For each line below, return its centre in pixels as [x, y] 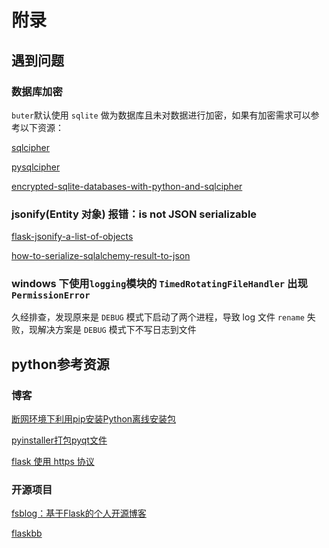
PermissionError [51, 295]
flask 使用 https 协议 [53, 462]
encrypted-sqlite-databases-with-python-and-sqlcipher [127, 186]
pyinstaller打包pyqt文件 [59, 440]
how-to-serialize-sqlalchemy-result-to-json [101, 256]
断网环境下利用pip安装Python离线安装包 [94, 419]
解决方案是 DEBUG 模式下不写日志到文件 [117, 330]
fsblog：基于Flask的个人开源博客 [79, 513]
